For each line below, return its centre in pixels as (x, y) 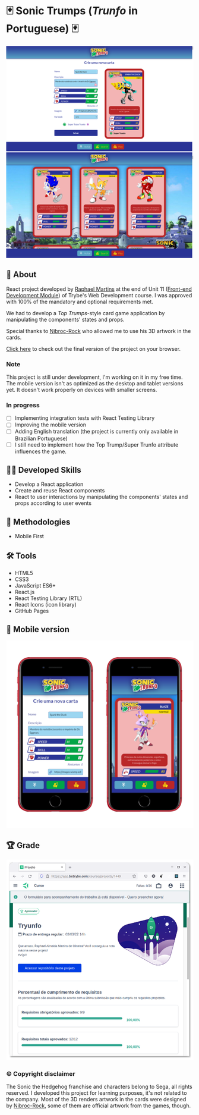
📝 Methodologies (38, 522)
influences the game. (41, 451)
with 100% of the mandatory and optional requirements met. (80, 301)
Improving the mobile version (50, 425)
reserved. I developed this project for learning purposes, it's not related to (97, 1093)
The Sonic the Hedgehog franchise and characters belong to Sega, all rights (99, 1087)
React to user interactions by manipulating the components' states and (101, 497)
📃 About (21, 274)
